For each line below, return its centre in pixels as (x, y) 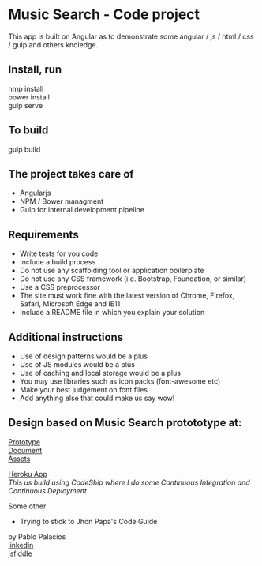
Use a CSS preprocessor (60, 287)
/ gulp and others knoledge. (53, 44)
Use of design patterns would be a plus (84, 356)
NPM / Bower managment (62, 201)
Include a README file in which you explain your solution (112, 313)
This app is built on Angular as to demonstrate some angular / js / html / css (131, 36)
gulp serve (26, 105)
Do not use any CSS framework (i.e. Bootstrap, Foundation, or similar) (133, 279)
